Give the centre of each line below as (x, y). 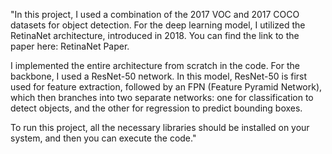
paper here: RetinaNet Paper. (70, 46)
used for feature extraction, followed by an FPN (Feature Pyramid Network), (166, 87)
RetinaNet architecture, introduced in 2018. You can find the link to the (155, 35)
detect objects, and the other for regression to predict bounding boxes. (156, 108)
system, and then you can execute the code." (103, 138)
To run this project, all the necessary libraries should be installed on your (160, 127)
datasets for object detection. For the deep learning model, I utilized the (158, 25)
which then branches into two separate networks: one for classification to (162, 97)
